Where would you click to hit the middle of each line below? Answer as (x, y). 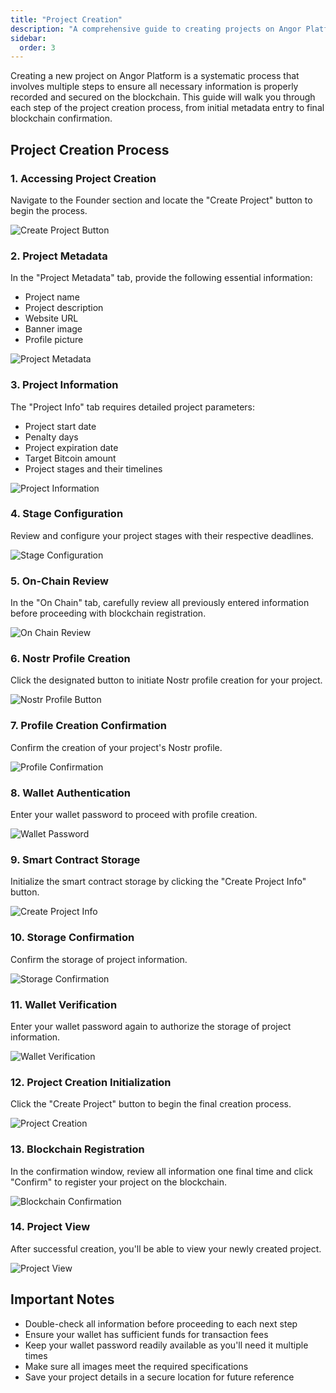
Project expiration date (71, 447)
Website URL (51, 318)
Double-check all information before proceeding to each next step (161, 1323)
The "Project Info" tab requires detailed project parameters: (133, 407)
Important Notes (62, 1299)
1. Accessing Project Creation (83, 178)
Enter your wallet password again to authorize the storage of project (151, 1026)
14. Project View (50, 1227)
